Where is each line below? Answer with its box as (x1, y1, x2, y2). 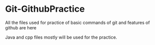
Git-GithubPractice (5, 3, 85, 15)
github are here (5, 24, 37, 30)
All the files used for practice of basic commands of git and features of (5, 20, 150, 25)
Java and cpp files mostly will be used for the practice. (5, 34, 118, 40)
